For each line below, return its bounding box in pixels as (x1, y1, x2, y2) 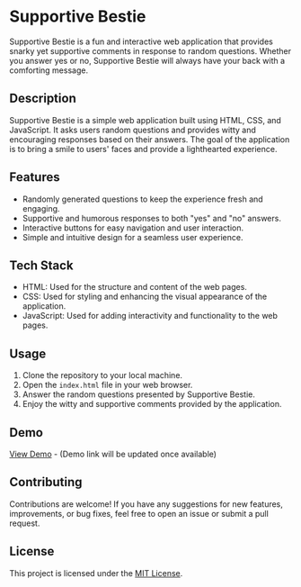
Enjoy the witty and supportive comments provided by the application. (22, 399, 282, 410)
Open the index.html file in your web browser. (22, 380, 193, 391)
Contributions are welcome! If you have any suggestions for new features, (9, 498, 283, 510)
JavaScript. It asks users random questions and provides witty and (9, 124, 256, 135)
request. (9, 518, 40, 528)
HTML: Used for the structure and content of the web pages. (22, 282, 247, 293)
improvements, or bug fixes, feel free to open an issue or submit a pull (9, 508, 270, 519)
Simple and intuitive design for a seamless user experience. (22, 231, 243, 242)
